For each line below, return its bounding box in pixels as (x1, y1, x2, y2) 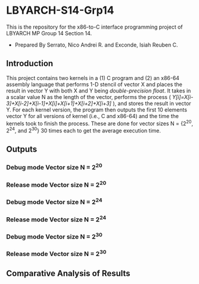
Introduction (6, 58, 54, 69)
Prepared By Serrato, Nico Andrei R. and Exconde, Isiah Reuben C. (14, 41, 178, 48)
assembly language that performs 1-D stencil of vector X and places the (6, 81, 183, 88)
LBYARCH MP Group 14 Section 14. (6, 29, 92, 36)
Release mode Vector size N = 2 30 (6, 249, 107, 258)
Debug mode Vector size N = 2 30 (6, 231, 103, 241)
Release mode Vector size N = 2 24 (6, 214, 107, 224)
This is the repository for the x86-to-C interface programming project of (6, 23, 183, 30)
